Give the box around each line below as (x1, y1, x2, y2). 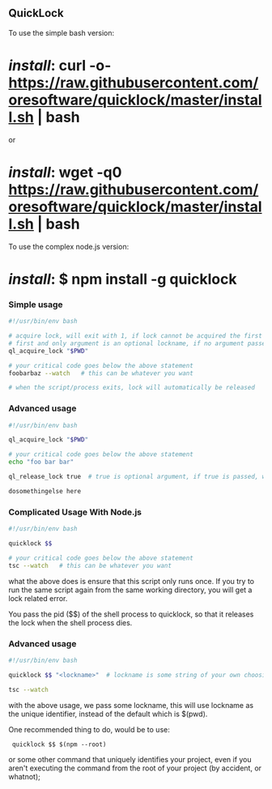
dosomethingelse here (8, 487, 82, 495)
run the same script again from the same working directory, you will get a (8, 585, 253, 595)
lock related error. (8, 593, 68, 603)
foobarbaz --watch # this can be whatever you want (8, 369, 194, 377)
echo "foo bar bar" (8, 458, 74, 467)
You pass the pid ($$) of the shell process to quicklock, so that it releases (8, 609, 254, 619)
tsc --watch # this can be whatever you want (8, 561, 172, 569)
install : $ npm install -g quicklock (8, 270, 237, 288)
